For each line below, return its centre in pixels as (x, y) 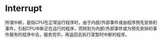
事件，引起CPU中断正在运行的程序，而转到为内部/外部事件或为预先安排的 (79, 28)
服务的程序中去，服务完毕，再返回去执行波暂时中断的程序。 (69, 34)
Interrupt (24, 8)
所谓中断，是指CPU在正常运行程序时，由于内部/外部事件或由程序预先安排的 (81, 22)
